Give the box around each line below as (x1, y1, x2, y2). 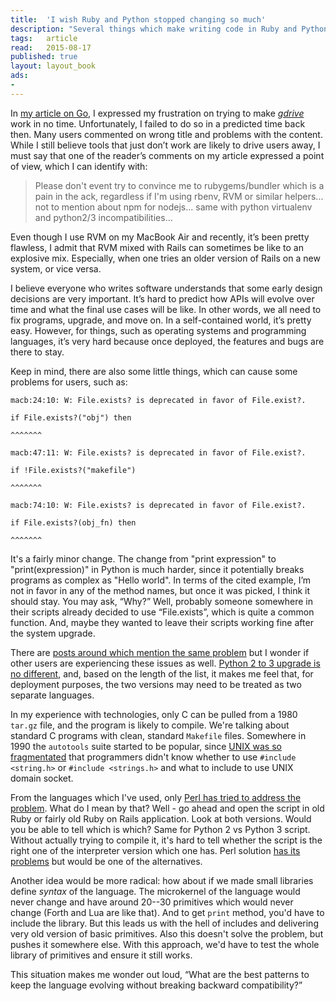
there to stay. (10, 346, 65, 358)
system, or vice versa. (10, 262, 102, 275)
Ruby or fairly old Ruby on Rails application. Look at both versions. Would (10, 812, 312, 825)
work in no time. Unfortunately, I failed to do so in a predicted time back (10, 117, 306, 130)
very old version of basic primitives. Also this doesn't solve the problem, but (10, 927, 324, 940)
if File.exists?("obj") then (10, 412, 132, 423)
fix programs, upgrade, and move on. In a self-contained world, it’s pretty (10, 314, 312, 326)
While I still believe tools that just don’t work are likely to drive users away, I (10, 139, 321, 151)
